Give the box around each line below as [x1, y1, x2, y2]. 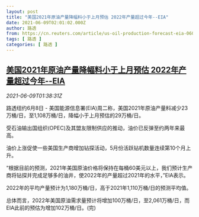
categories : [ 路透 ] [6, 42, 58, 48]
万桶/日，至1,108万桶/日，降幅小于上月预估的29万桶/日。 [6, 112, 145, 119]
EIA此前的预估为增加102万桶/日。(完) [6, 204, 97, 211]
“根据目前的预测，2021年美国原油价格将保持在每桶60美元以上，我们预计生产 [6, 164, 193, 171]
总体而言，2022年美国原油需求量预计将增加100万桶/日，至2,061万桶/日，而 [6, 196, 190, 204]
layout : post [6, 8, 38, 15]
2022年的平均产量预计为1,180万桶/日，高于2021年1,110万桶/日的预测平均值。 [6, 184, 192, 191]
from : [6, 31, 20, 37]
